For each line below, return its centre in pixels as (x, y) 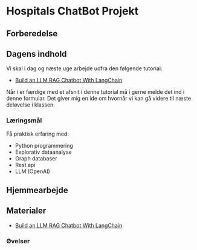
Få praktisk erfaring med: (38, 134)
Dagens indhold (37, 54)
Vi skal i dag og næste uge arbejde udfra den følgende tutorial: (84, 68)
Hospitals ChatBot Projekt (73, 11)
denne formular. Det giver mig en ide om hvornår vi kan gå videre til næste (99, 99)
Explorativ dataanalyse (43, 152)
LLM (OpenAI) (32, 171)
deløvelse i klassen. (31, 105)
